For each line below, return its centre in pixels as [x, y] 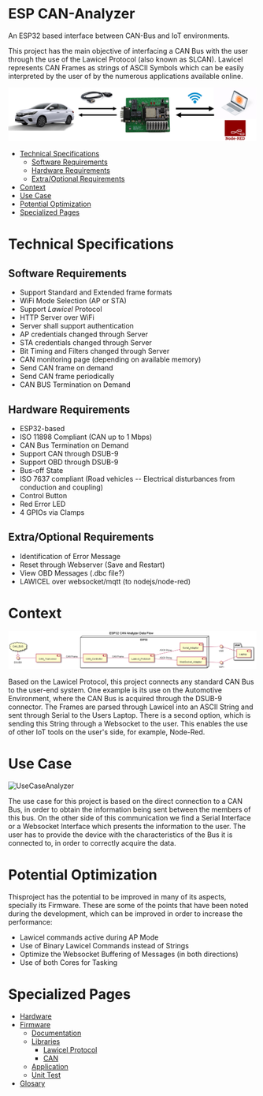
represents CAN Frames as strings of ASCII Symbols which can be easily [126, 67]
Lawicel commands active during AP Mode [89, 937]
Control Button [43, 496]
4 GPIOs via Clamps [52, 512]
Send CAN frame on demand [66, 368]
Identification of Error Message [70, 556]
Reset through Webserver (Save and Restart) [92, 565]
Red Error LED [43, 504]
